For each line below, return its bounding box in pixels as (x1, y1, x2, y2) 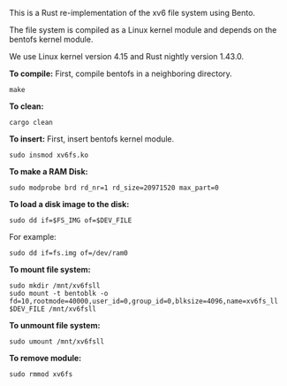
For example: (9, 232, 57, 242)
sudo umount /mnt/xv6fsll (9, 337, 104, 346)
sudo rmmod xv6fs (9, 370, 73, 379)
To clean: (9, 101, 44, 112)
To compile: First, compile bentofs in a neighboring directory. (9, 68, 232, 79)
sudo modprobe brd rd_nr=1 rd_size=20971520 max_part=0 (9, 183, 219, 192)
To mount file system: (9, 265, 91, 274)
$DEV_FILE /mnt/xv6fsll (9, 305, 97, 313)
